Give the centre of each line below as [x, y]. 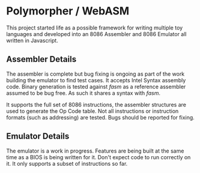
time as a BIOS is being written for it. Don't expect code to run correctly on [98, 157]
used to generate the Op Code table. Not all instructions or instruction [92, 111]
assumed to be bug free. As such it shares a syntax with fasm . [83, 93]
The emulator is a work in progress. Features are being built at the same [95, 151]
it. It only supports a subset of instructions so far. [67, 163]
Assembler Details [41, 59]
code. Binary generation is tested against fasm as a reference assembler [96, 86]
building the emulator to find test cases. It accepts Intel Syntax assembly [96, 80]
